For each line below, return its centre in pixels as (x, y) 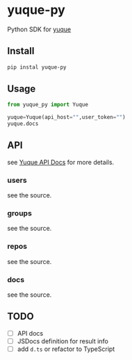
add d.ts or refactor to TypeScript (66, 349)
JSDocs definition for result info (63, 341)
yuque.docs (23, 124)
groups (20, 213)
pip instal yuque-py (37, 67)
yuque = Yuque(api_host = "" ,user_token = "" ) (67, 117)
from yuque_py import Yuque (48, 105)
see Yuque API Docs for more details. (61, 162)
